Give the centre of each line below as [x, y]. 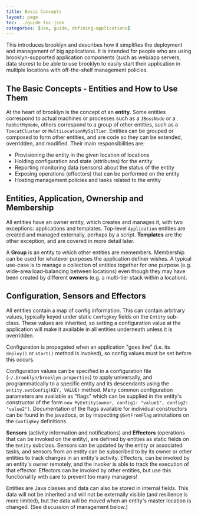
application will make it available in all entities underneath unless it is [89, 329]
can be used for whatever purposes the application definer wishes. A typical [99, 258]
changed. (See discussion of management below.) [67, 507]
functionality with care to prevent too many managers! [72, 476]
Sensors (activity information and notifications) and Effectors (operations [96, 433]
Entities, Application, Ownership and [75, 199]
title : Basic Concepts [34, 12]
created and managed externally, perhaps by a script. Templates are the [94, 235]
